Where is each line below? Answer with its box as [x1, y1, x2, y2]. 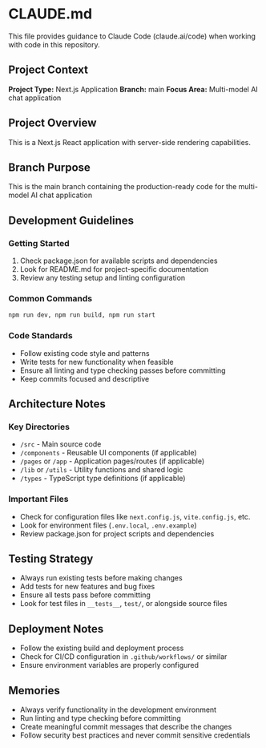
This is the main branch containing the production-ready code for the [8, 182, 237, 192]
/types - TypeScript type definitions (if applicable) [19, 474, 186, 483]
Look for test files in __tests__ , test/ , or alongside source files [19, 599, 228, 609]
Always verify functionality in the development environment [19, 705, 217, 714]
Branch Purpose [8, 160, 91, 174]
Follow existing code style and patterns [19, 348, 150, 358]
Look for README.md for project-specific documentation [19, 265, 209, 274]
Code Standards [8, 330, 74, 342]
